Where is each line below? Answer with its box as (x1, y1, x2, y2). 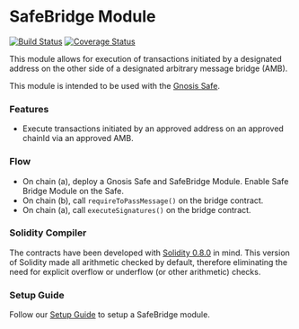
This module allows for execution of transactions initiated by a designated (9, 53, 283, 64)
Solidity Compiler (9, 227, 87, 239)
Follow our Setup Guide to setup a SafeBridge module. (9, 309, 211, 320)
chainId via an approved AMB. (22, 133, 134, 144)
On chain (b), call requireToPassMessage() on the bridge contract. (22, 195, 264, 206)
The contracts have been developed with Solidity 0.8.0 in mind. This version (9, 247, 290, 258)
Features (9, 102, 49, 115)
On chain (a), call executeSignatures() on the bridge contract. (22, 204, 251, 215)
